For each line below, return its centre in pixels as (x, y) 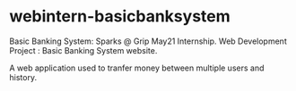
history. (23, 77)
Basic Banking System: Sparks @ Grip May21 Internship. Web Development (148, 41)
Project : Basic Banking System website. (83, 50)
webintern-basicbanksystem (120, 17)
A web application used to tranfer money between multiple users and (137, 68)
